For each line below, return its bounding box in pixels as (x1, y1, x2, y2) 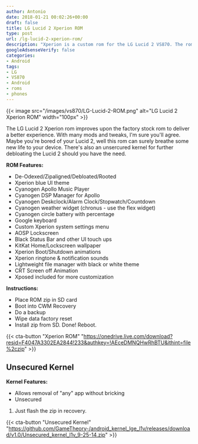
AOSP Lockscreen (14, 229, 59, 236)
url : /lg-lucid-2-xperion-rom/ (6, 36, 83, 42)
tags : (6, 63, 19, 70)
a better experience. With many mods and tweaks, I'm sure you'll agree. (6, 131, 181, 138)
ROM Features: (6, 161, 44, 168)
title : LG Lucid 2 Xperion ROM (6, 25, 83, 31)
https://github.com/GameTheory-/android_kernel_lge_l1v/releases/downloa (8, 425, 190, 432)
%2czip (6, 345, 25, 352)
